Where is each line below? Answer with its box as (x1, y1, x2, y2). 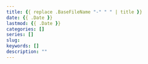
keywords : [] (6, 43, 39, 49)
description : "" (6, 49, 47, 55)
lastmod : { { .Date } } (6, 20, 61, 26)
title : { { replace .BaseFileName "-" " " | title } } (6, 9, 143, 15)
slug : (6, 37, 20, 43)
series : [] (6, 32, 34, 38)
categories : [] (6, 26, 45, 32)
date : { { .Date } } (6, 15, 53, 21)
